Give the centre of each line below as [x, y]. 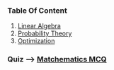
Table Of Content [37, 11]
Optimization [36, 41]
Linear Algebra [39, 26]
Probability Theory [45, 33]
